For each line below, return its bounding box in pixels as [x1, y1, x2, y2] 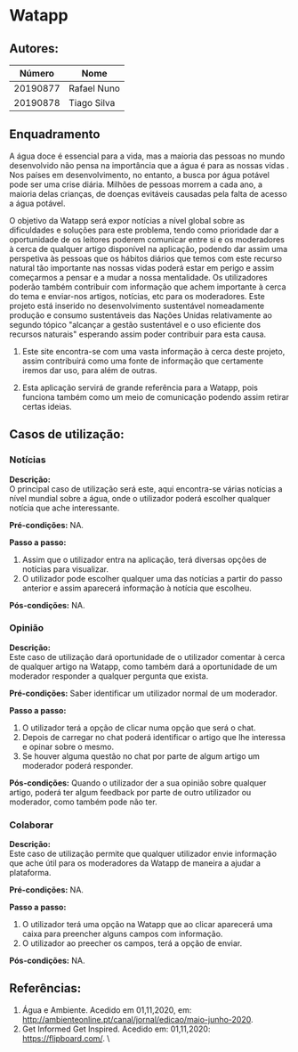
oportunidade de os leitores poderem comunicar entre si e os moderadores [9, 233, 285, 245]
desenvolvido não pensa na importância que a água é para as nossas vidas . [9, 159, 289, 170]
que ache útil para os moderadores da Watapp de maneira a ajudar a [9, 858, 261, 869]
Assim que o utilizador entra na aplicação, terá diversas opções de [21, 554, 267, 565]
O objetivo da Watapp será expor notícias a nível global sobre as [9, 215, 246, 225]
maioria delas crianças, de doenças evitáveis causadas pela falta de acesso [9, 188, 287, 199]
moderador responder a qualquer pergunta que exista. [9, 670, 209, 681]
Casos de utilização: [9, 427, 125, 442]
